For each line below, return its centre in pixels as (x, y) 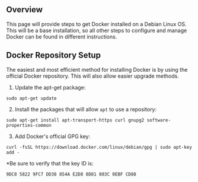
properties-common (29, 125)
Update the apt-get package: (50, 87)
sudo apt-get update (32, 98)
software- (159, 120)
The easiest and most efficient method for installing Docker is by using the (97, 69)
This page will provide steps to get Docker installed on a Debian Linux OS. (96, 24)
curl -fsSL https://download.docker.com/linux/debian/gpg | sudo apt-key (99, 147)
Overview (25, 10)
